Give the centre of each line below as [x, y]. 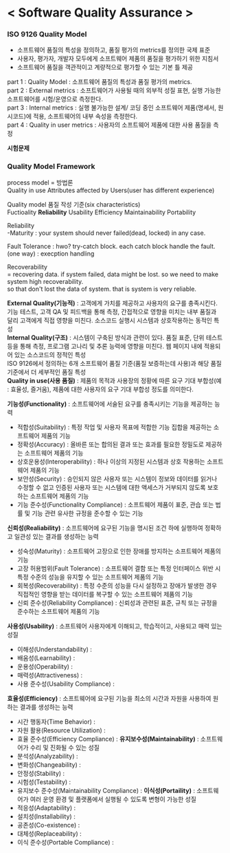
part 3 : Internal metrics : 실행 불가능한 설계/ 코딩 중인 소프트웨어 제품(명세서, [112, 107]
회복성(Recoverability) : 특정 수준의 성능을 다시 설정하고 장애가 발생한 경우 [117, 585]
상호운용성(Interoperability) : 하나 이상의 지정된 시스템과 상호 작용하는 [111, 461]
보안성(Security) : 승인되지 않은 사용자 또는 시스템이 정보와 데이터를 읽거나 [117, 479]
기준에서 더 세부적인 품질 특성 [47, 372]
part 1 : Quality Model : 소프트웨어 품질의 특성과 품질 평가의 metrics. [100, 82]
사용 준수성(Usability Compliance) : [66, 684]
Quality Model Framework [51, 167]
